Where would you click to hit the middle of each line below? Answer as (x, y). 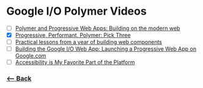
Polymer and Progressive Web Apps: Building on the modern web (98, 28)
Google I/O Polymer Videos (76, 11)
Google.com (31, 56)
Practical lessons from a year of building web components (88, 42)
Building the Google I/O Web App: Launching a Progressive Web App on (106, 49)
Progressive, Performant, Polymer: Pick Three (73, 35)
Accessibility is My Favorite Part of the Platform (75, 62)
